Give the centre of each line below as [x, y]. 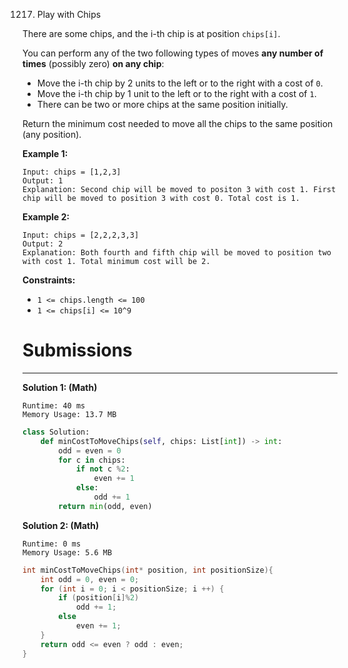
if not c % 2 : [102, 469]
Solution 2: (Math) [61, 525]
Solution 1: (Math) [60, 387]
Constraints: [49, 280]
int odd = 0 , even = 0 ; [90, 579]
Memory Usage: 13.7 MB [69, 414]
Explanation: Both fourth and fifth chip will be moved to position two [177, 253]
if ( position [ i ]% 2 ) [99, 598]
